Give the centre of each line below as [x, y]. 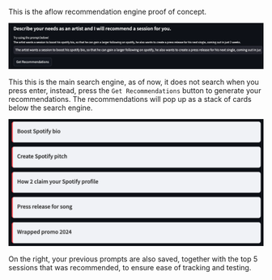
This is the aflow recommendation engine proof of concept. [108, 12]
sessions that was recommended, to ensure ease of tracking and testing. [130, 268]
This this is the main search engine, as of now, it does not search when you [134, 82]
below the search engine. [51, 108]
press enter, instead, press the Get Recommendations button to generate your [135, 91]
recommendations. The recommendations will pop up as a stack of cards [130, 100]
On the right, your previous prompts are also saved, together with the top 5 [133, 259]
